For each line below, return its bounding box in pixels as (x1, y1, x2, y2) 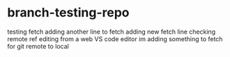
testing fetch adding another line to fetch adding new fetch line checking (7, 27, 216, 36)
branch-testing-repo (7, 5, 130, 21)
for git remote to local (7, 42, 70, 50)
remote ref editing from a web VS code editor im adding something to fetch (7, 34, 223, 43)
